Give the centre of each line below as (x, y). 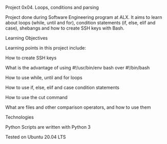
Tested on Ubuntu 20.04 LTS (36, 137)
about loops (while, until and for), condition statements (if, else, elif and (80, 23)
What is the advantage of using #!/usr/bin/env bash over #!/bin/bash (78, 68)
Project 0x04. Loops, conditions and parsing (52, 7)
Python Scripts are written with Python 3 (48, 127)
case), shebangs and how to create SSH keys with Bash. (65, 28)
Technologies (20, 117)
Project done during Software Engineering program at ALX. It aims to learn (84, 17)
